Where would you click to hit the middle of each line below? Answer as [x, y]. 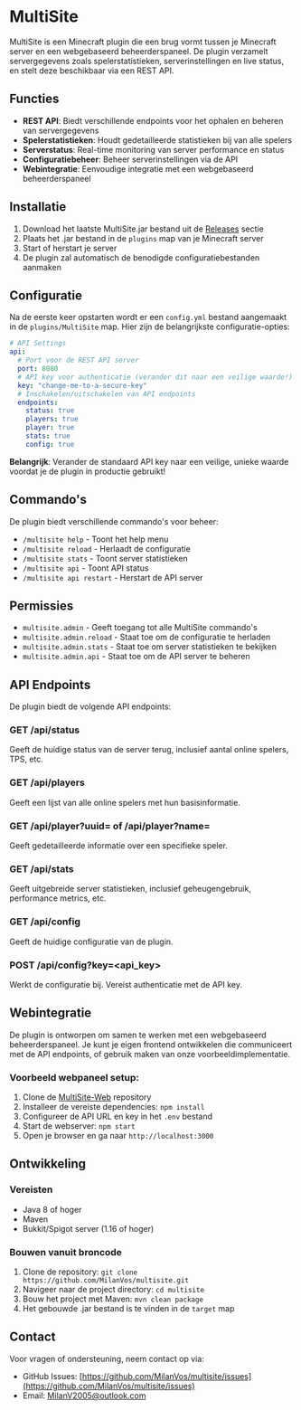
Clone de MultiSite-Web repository [87, 1097]
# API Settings [38, 344]
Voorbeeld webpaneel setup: [75, 1077]
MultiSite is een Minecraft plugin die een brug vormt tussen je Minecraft [143, 42]
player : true [50, 428]
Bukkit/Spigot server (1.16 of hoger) [88, 1228]
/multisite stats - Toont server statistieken [105, 558]
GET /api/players [47, 782]
